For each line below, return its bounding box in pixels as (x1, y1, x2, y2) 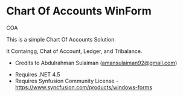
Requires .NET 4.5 (14, 70, 60, 78)
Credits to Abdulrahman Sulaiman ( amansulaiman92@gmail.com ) (14, 59, 178, 66)
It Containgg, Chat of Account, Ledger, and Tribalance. (6, 47, 143, 55)
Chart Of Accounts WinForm (6, 4, 152, 18)
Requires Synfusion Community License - (14, 77, 119, 84)
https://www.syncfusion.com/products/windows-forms (14, 83, 153, 91)
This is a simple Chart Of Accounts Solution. (6, 36, 116, 43)
